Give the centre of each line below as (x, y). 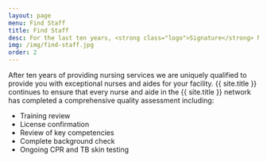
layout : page (30, 15)
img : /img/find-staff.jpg (51, 45)
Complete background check (67, 141)
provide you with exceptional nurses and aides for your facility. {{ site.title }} (133, 83)
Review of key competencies (67, 133)
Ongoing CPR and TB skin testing (74, 149)
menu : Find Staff (37, 23)
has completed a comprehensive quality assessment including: (111, 100)
